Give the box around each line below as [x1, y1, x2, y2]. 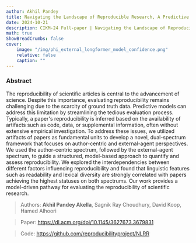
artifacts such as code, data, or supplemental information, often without [6, 121, 178, 128]
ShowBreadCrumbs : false [6, 36, 64, 42]
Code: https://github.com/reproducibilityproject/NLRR [20, 230, 150, 237]
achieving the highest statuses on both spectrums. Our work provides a [6, 177, 178, 184]
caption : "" [16, 57, 45, 63]
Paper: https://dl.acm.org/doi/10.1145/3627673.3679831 [20, 218, 154, 225]
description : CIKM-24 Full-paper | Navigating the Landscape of [6, 25, 166, 31]
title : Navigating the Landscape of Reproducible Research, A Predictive [6, 14, 190, 20]
